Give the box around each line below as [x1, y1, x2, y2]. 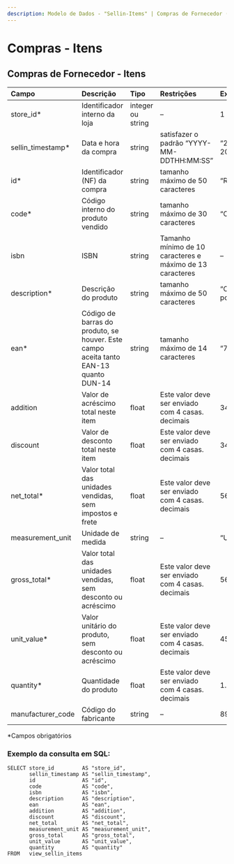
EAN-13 [81, 360, 110, 370]
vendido [81, 221, 109, 231]
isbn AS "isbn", [29, 789, 114, 796]
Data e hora [81, 138, 120, 147]
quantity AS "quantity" [29, 844, 123, 851]
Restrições [159, 89, 197, 98]
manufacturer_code [10, 709, 75, 719]
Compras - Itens [7, 40, 103, 56]
